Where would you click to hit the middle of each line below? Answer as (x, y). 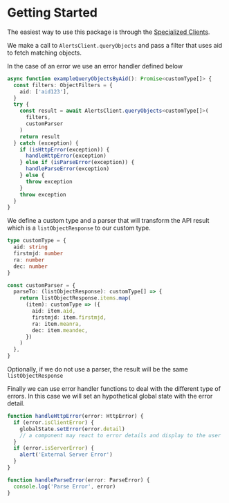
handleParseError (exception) (67, 169)
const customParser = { (42, 285)
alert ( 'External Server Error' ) (66, 455)
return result (40, 136)
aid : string (31, 247)
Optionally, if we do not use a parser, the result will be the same (98, 369)
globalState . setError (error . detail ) (73, 429)
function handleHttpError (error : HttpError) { (75, 417)
